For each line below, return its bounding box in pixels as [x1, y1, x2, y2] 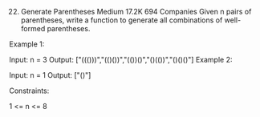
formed [20, 24, 46, 33]
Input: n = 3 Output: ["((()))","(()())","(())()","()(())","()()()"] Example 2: [9, 55, 233, 64]
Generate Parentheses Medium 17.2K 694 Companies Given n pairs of [20, 7, 252, 16]
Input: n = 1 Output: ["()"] [9, 71, 91, 79]
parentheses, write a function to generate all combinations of [20, 15, 223, 25]
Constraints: [9, 86, 50, 95]
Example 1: [9, 39, 45, 49]
